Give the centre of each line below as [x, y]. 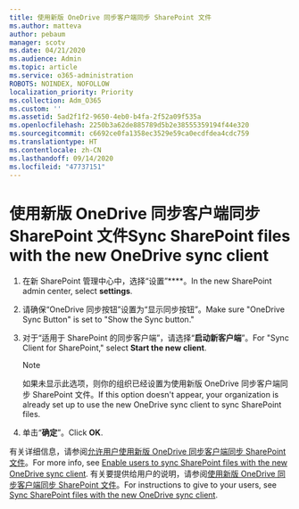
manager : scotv [37, 42]
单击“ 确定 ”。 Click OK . [62, 432]
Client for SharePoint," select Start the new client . [114, 348]
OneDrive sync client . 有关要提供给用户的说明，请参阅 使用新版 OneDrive [142, 474]
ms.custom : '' [36, 109]
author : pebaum [37, 34]
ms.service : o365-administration [71, 76]
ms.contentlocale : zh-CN [55, 150]
